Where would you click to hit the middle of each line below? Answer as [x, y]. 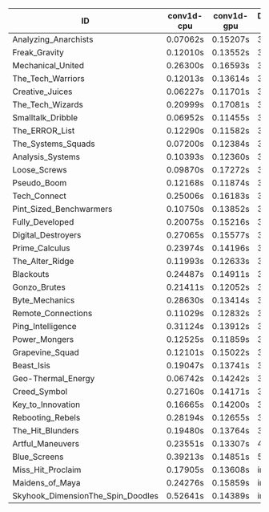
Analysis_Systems [46, 157]
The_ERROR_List [44, 130]
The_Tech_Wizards [48, 105]
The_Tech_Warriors [49, 78]
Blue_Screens [38, 457]
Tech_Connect [39, 196]
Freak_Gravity [38, 53]
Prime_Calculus [41, 248]
